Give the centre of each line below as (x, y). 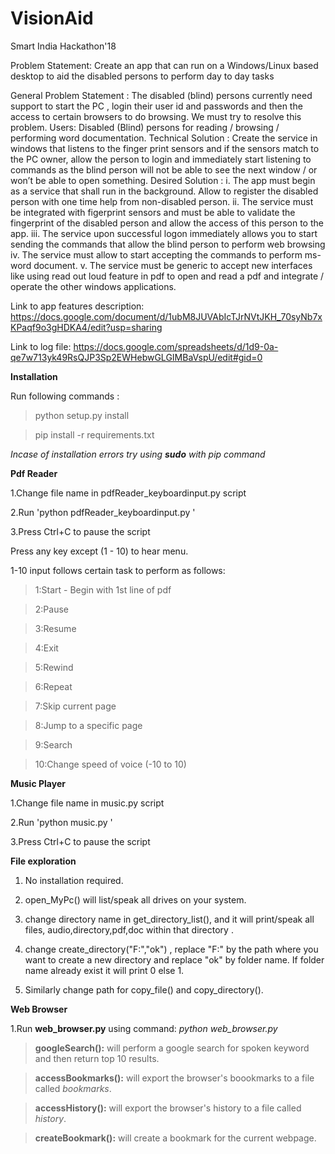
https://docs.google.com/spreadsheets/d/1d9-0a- (176, 346)
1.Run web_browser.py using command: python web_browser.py (144, 1028)
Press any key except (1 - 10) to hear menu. (99, 551)
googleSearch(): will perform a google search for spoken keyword (172, 1048)
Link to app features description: (77, 306)
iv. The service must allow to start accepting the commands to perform (156, 254)
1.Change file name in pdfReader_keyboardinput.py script (128, 493)
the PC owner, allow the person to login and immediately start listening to (161, 159)
